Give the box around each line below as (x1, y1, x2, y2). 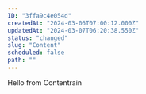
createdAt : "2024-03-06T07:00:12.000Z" (7, 19, 140, 27)
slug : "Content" (7, 41, 61, 49)
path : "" (7, 57, 36, 65)
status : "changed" (7, 33, 68, 42)
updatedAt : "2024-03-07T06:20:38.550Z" (7, 26, 140, 34)
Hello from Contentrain (7, 77, 83, 88)
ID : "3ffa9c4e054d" (7, 11, 72, 20)
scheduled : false (7, 49, 65, 57)
